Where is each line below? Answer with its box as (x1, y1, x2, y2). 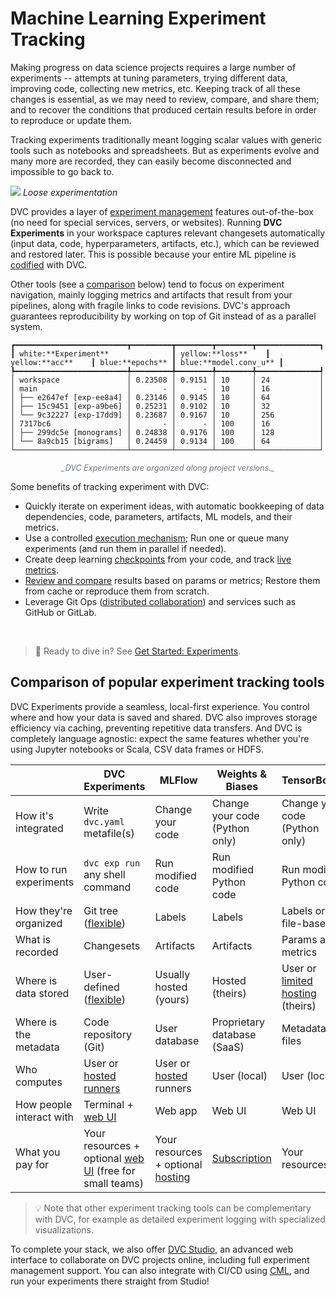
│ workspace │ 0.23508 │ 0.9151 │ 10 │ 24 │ (10, 375, 325, 385)
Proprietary (211, 1015, 266, 1029)
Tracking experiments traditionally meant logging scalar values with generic (10, 133, 323, 146)
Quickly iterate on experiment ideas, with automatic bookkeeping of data (24, 500, 325, 512)
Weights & (216, 767, 268, 781)
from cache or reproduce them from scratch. (24, 585, 210, 597)
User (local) (211, 1068, 268, 1082)
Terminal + (83, 1097, 134, 1111)
